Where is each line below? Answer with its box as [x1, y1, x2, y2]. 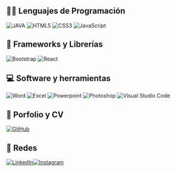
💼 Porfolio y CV [6, 109, 64, 120]
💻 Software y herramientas [6, 73, 111, 84]
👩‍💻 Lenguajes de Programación [6, 6, 126, 16]
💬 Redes [6, 143, 38, 153]
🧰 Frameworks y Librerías [6, 40, 104, 50]
